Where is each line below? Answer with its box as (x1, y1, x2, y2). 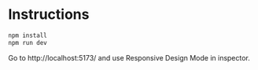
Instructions (8, 6, 90, 24)
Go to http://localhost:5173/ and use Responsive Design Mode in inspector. (8, 53, 250, 62)
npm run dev (8, 39, 47, 46)
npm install (8, 31, 47, 39)
